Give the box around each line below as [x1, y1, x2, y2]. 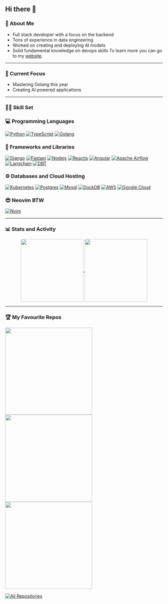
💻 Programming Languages [5, 117, 74, 124]
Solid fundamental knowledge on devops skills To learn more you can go [12, 47, 162, 53]
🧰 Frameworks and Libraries [5, 143, 75, 150]
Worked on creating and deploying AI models [12, 42, 106, 48]
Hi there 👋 [5, 5, 36, 14]
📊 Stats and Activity [5, 226, 56, 233]
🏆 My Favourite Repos [5, 314, 61, 321]
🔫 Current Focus [5, 70, 45, 77]
